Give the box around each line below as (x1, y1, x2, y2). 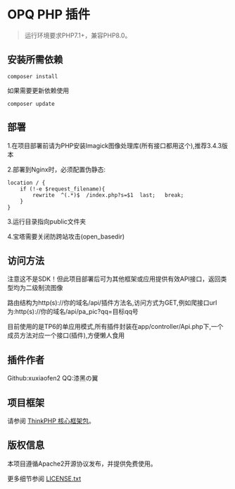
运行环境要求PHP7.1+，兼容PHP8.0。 (24, 31, 132, 40)
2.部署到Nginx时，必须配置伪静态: (7, 165, 106, 174)
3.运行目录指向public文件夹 (7, 217, 87, 226)
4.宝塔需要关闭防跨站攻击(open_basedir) (7, 232, 125, 241)
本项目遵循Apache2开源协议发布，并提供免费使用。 (7, 459, 157, 468)
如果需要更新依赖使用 (7, 86, 69, 95)
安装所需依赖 (7, 54, 63, 66)
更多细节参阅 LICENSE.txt (7, 474, 82, 483)
